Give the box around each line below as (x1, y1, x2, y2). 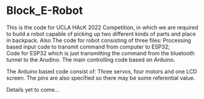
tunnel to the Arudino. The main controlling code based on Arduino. (6, 56, 175, 63)
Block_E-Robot (6, 4, 83, 18)
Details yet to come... (6, 86, 60, 93)
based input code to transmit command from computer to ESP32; (6, 43, 171, 50)
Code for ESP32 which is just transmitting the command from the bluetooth (6, 49, 195, 56)
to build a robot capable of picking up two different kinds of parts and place (6, 30, 196, 37)
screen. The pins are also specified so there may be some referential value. (6, 74, 195, 81)
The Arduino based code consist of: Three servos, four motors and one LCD (6, 67, 197, 75)
